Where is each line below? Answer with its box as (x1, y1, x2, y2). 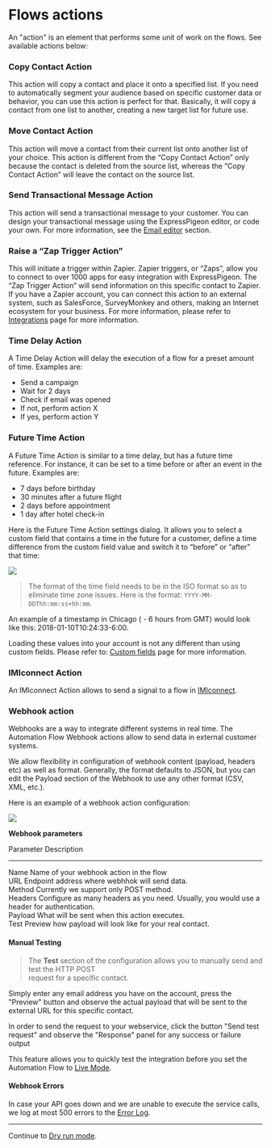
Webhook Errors (8, 1081, 65, 1091)
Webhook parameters (8, 829, 83, 839)
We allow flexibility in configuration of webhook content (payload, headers (8, 756, 256, 766)
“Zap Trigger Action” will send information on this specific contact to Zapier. (8, 281, 261, 291)
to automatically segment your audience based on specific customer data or (8, 88, 262, 98)
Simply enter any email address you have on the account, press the (8, 988, 232, 998)
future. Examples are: (8, 467, 80, 477)
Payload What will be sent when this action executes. (8, 911, 186, 920)
